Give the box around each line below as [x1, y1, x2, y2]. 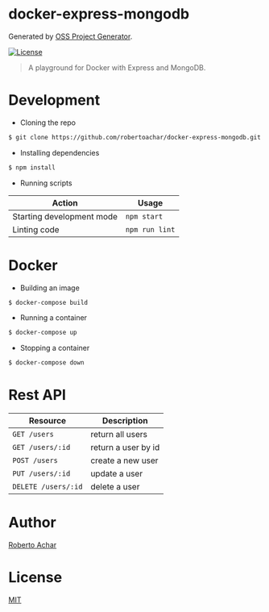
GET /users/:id [12, 443, 71, 452]
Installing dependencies [19, 148, 100, 157]
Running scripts [19, 178, 72, 188]
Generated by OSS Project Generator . [8, 31, 133, 41]
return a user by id [90, 442, 160, 453]
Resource [28, 415, 67, 427]
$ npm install [8, 163, 56, 172]
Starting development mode [12, 210, 118, 222]
